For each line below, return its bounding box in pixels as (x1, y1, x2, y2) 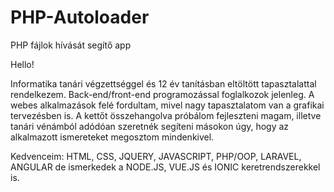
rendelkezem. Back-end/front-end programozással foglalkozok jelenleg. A (10, 88, 315, 100)
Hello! (10, 58, 35, 70)
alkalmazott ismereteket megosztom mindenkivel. (10, 131, 215, 143)
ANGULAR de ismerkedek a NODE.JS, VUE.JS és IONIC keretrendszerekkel (10, 161, 321, 173)
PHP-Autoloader (10, 6, 150, 29)
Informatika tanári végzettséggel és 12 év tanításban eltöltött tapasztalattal (10, 77, 317, 90)
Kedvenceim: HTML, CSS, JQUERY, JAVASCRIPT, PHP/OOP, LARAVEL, (10, 150, 302, 162)
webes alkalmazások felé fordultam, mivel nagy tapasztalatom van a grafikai (10, 99, 325, 111)
